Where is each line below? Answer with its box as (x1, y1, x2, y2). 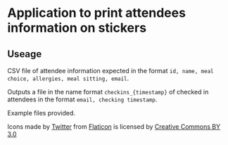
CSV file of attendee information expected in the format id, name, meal (7, 67, 214, 75)
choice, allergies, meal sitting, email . (7, 74, 129, 82)
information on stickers (7, 20, 146, 36)
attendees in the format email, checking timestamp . (7, 95, 158, 103)
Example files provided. (7, 109, 76, 117)
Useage (7, 48, 42, 60)
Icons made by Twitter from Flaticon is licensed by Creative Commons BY (7, 122, 220, 131)
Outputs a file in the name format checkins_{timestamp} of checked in (7, 88, 209, 96)
